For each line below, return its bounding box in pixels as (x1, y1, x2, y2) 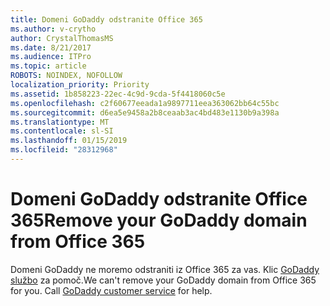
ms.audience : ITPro (10, 52, 92, 62)
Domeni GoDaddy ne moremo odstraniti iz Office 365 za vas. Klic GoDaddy (10, 263, 320, 275)
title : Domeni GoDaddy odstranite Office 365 (10, 14, 203, 25)
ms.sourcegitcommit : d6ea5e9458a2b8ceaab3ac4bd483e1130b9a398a (10, 107, 280, 118)
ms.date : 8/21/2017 (10, 42, 92, 53)
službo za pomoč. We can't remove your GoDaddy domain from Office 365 (10, 274, 317, 286)
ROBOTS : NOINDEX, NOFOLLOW (10, 71, 123, 81)
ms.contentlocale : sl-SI (10, 126, 114, 136)
